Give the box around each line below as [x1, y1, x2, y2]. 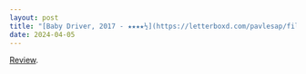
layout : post [9, 13, 59, 23]
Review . [9, 55, 39, 66]
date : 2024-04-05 [9, 30, 76, 39]
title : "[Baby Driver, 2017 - [9, 22, 125, 31]
